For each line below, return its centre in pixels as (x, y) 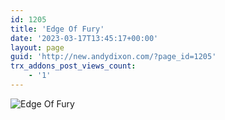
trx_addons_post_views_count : (73, 66)
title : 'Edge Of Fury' (57, 29)
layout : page (37, 47)
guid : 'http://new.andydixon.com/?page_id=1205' (113, 57)
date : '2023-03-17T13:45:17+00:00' (84, 38)
